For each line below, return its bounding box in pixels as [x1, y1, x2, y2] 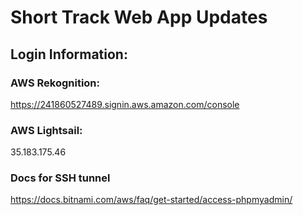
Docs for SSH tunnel [10, 171, 111, 185]
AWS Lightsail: [10, 123, 83, 137]
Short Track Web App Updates [10, 6, 268, 29]
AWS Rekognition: [10, 76, 101, 90]
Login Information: [10, 46, 128, 63]
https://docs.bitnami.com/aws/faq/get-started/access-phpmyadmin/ [10, 194, 293, 206]
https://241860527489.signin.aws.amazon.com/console [10, 98, 240, 110]
